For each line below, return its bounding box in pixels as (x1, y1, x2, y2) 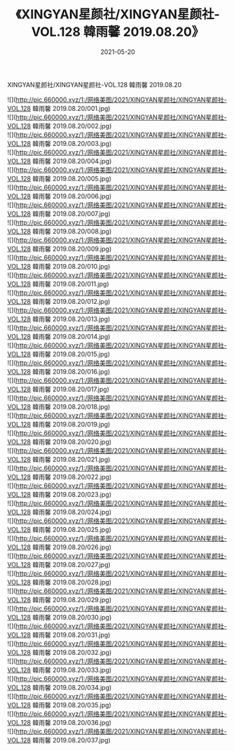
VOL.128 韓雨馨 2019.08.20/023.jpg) (7, 490, 112, 498)
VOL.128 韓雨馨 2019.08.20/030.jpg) (7, 613, 112, 621)
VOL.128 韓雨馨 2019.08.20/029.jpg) (7, 595, 112, 604)
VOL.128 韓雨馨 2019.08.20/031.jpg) (7, 630, 111, 639)
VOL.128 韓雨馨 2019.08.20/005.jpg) (7, 174, 112, 182)
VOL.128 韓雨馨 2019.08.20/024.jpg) (7, 507, 112, 516)
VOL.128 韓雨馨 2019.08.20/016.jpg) (7, 367, 111, 375)
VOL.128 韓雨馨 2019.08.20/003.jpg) (7, 139, 112, 147)
